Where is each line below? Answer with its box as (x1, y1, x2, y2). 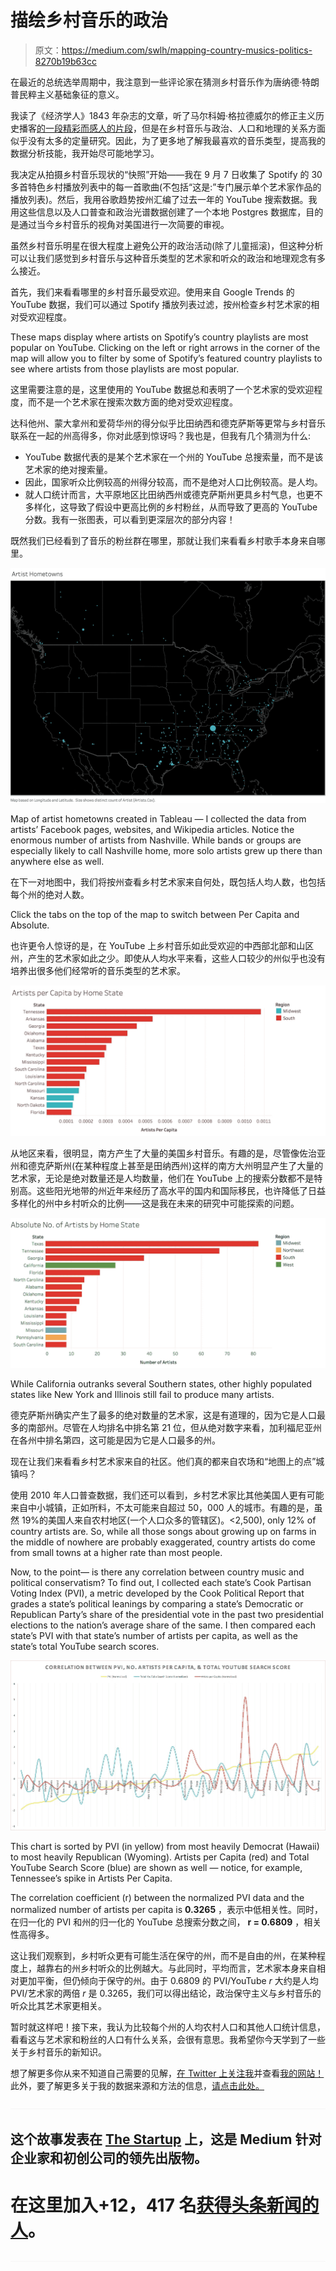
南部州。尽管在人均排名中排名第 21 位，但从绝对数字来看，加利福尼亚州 (27, 1422, 323, 1434)
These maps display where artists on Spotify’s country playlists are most (10, 331, 309, 343)
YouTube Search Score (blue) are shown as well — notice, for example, (10, 1862, 303, 1874)
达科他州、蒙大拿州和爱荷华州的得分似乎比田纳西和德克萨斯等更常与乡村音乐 (10, 417, 326, 429)
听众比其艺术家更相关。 (10, 2000, 107, 2012)
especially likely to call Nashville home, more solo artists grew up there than (10, 844, 323, 856)
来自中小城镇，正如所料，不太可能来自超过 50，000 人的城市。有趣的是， (10, 1502, 315, 1514)
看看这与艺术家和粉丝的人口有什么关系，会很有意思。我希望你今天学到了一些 (10, 2034, 326, 2046)
